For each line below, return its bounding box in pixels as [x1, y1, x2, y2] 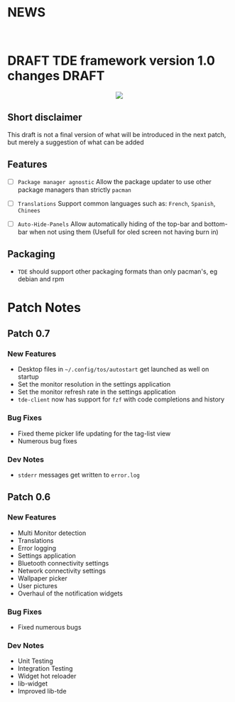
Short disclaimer [7, 112, 83, 124]
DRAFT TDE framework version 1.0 [7, 53, 215, 69]
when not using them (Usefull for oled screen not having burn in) [29, 227, 219, 236]
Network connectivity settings [17, 566, 106, 575]
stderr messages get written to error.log [17, 470, 140, 479]
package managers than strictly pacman [17, 185, 131, 194]
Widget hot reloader [17, 672, 77, 681]
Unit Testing [17, 657, 53, 665]
